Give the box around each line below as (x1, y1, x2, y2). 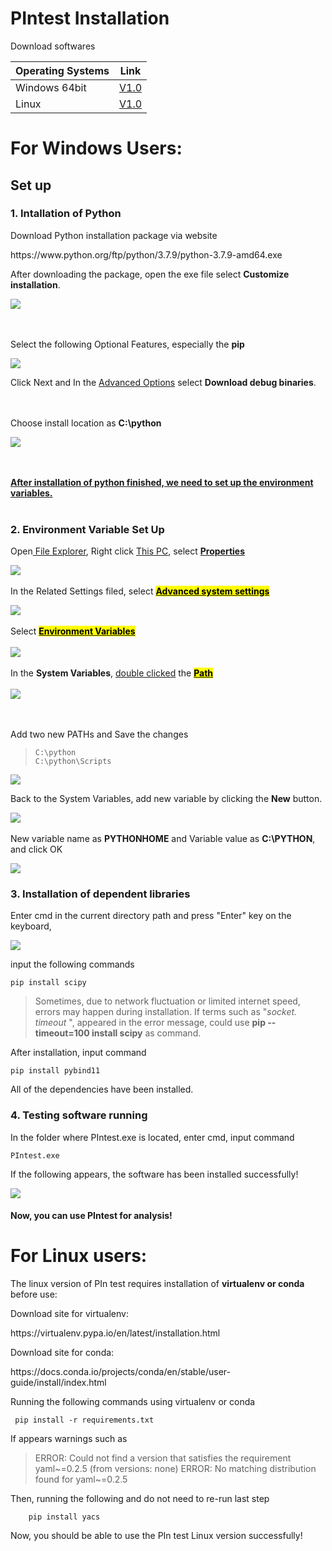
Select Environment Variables (10, 625, 136, 637)
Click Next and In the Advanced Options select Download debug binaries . (10, 376, 317, 388)
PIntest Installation (10, 7, 170, 30)
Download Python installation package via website (10, 229, 218, 241)
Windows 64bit (15, 80, 87, 94)
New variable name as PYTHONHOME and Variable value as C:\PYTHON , (10, 833, 316, 845)
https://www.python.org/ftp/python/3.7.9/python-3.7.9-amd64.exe (10, 248, 283, 261)
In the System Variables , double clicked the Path (10, 667, 214, 679)
